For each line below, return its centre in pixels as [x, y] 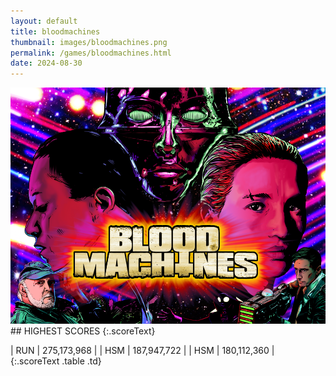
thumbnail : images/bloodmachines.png [89, 42]
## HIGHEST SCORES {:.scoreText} [83, 331]
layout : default [44, 21]
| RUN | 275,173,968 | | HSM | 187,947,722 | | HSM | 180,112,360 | [142, 351]
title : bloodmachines [55, 31]
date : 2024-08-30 [46, 63]
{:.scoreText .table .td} [56, 361]
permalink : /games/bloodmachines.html [91, 53]
